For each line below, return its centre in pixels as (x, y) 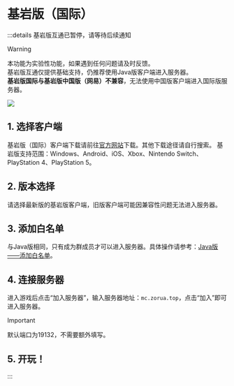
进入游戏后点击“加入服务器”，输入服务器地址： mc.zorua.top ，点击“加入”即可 (117, 298)
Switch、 (189, 154)
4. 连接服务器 (36, 280)
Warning (19, 49)
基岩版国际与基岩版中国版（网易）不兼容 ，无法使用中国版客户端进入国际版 (114, 80)
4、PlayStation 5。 (68, 162)
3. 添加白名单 (36, 229)
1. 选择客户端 (35, 127)
